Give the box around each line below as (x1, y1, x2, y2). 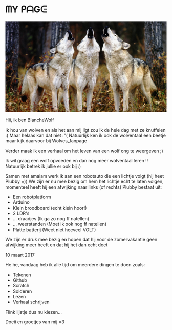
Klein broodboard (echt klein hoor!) (12, 205, 87, 211)
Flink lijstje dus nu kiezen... (5, 309, 62, 315)
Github (12, 277, 27, 283)
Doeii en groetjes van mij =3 (5, 319, 65, 325)
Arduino (12, 199, 30, 205)
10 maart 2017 (5, 252, 35, 258)
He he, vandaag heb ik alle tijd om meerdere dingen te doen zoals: (5, 262, 145, 268)
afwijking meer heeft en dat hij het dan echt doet (5, 242, 108, 248)
